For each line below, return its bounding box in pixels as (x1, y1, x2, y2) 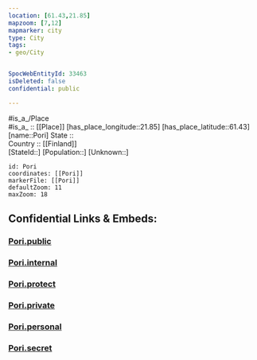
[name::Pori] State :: (8, 130, 74, 140)
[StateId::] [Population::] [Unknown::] (8, 147, 129, 157)
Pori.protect (8, 278, 56, 289)
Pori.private (8, 300, 56, 311)
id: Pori (8, 162, 37, 171)
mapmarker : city (8, 26, 62, 34)
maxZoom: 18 (8, 190, 48, 199)
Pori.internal (8, 257, 58, 268)
